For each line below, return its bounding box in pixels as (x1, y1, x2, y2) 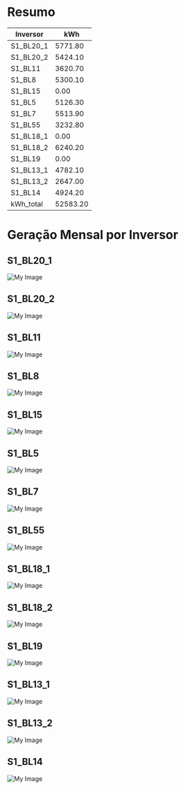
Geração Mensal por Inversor (7, 227, 179, 243)
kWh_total (10, 199, 44, 208)
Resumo (7, 4, 55, 20)
